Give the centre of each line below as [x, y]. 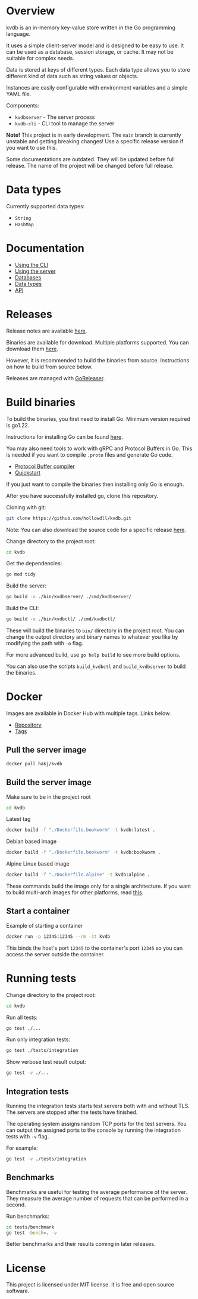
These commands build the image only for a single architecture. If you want [99, 886]
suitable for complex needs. [40, 58]
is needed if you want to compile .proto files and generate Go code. [90, 454]
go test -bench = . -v [32, 1233]
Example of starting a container [45, 925]
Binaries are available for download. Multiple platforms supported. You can [98, 342]
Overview [31, 11]
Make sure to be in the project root [48, 797]
